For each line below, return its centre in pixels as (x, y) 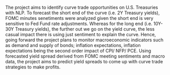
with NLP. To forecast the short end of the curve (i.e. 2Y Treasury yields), (82, 13)
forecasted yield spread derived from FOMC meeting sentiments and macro (85, 56)
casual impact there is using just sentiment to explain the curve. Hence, (81, 34)
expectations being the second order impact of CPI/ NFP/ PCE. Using (78, 51)
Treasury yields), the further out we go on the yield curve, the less (85, 29)
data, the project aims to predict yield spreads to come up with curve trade (84, 61)
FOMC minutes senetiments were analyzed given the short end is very (79, 18)
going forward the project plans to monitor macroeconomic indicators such (84, 40)
